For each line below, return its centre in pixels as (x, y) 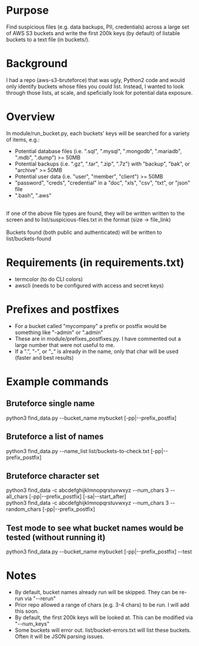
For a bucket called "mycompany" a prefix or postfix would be (91, 326)
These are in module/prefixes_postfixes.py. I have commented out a (98, 338)
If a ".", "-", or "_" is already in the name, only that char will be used (97, 351)
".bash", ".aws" (33, 195)
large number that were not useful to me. (65, 345)
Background (37, 64)
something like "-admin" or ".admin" (59, 332)
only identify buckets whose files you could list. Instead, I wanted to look (95, 86)
